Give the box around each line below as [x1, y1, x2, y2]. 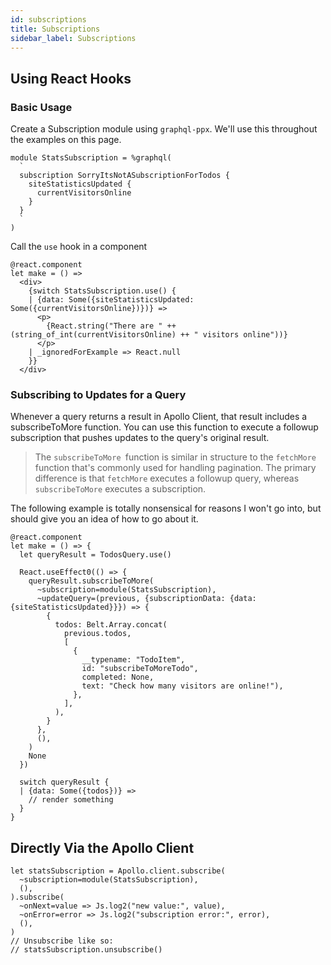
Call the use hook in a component [10, 241, 148, 253]
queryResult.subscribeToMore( [28, 576, 155, 586]
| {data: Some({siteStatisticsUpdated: [28, 295, 195, 305]
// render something [28, 795, 114, 805]
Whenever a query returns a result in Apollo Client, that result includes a [10, 411, 308, 423]
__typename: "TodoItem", [81, 655, 186, 665]
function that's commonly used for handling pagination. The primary [34, 462, 317, 474]
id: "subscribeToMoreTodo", [81, 664, 199, 674]
